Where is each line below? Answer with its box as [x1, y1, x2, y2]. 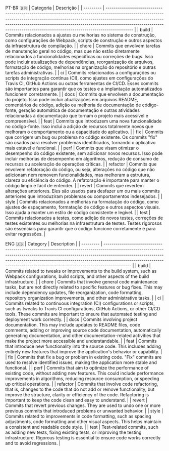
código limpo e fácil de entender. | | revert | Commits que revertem [5, 183, 144, 188]
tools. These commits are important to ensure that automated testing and [5, 311, 157, 317]
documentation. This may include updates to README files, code [5, 322, 140, 327]
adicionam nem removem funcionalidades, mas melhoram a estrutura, [5, 172, 150, 178]
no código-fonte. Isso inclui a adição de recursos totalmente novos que [5, 124, 154, 129]
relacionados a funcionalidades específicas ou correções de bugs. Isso [5, 54, 153, 59]
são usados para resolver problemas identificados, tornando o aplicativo [5, 140, 156, 145]
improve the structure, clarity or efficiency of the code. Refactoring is [5, 392, 149, 397]
